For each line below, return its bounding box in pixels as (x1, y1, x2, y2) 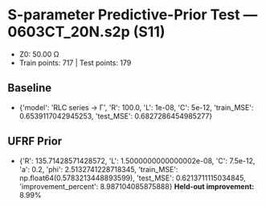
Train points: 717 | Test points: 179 (18, 58, 132, 68)
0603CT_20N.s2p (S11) (7, 23, 166, 41)
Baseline (7, 81, 52, 95)
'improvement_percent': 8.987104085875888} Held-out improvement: (18, 181, 255, 191)
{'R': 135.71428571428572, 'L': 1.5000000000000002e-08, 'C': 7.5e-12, (18, 155, 256, 166)
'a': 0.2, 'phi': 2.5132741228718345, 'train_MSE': (18, 164, 178, 174)
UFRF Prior (7, 134, 63, 148)
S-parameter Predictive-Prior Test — (7, 6, 258, 24)
